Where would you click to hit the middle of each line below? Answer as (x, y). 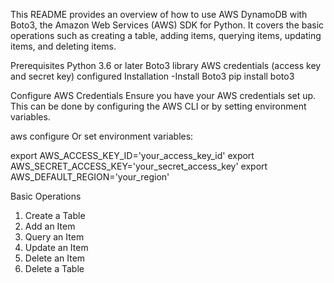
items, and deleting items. (63, 46)
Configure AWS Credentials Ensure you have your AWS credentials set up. (163, 95)
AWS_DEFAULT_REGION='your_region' (90, 177)
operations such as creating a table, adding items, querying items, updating (166, 35)
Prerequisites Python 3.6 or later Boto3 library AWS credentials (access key (166, 65)
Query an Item (54, 237)
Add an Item (50, 226)
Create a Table (55, 215)
